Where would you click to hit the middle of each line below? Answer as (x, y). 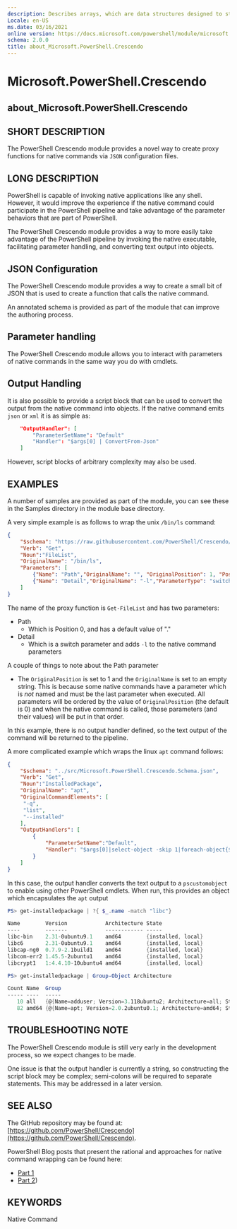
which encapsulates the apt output (58, 898)
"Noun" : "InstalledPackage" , (61, 784)
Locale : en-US (28, 20)
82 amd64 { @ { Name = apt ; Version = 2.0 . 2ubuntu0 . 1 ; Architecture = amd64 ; (120, 1009)
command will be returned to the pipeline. (68, 737)
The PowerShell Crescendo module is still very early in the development (112, 1047)
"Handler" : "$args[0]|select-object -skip (108, 850)
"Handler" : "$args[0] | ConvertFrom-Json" (96, 442)
